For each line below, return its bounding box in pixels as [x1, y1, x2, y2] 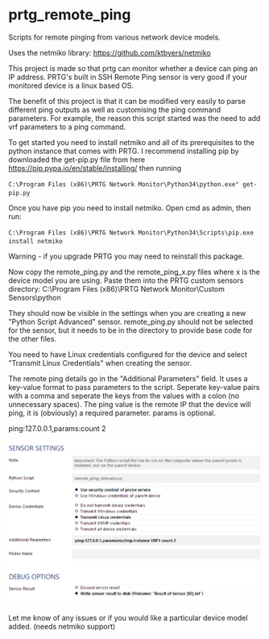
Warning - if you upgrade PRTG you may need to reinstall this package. [8, 251, 244, 261]
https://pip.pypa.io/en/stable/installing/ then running [8, 163, 182, 172]
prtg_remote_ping [8, 6, 131, 24]
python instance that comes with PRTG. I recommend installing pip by [8, 146, 239, 156]
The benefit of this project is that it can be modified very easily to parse [8, 96, 246, 106]
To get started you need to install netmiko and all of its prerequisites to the [8, 137, 255, 147]
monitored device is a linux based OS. [8, 81, 134, 90]
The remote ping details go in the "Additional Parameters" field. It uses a [8, 373, 248, 384]
